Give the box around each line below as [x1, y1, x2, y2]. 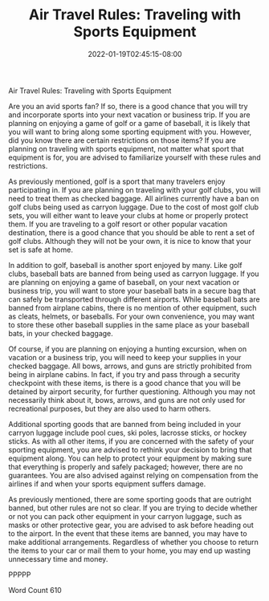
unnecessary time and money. [8, 554, 108, 563]
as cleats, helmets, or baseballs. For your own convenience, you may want [8, 311, 255, 321]
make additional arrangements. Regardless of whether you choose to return [8, 537, 259, 546]
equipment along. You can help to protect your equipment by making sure [8, 453, 252, 463]
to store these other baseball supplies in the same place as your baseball [8, 319, 250, 330]
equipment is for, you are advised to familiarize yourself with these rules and [8, 152, 261, 162]
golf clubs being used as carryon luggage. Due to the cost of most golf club [8, 202, 259, 212]
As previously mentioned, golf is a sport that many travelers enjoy [8, 177, 226, 186]
